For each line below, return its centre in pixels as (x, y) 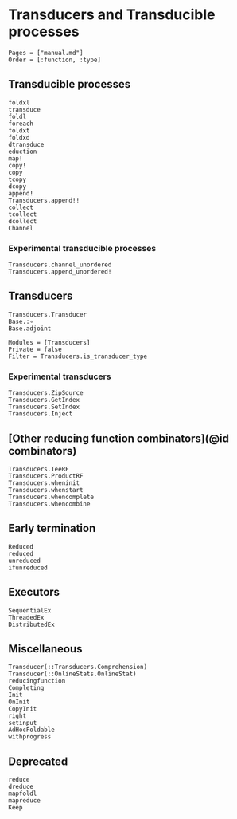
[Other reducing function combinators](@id (118, 438)
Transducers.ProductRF (46, 476)
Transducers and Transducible (112, 15)
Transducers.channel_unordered (60, 265)
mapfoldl (23, 794)
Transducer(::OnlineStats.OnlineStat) (72, 674)
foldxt (19, 130)
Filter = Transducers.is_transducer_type (78, 356)
